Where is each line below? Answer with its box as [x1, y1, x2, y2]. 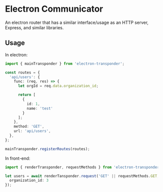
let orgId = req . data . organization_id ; [17, 84, 98, 89]
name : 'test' [26, 106, 53, 111]
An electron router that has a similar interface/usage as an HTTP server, [5, 19, 149, 25]
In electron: [5, 52, 28, 58]
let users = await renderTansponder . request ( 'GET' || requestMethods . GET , [5, 173, 160, 178]
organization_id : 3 [9, 178, 49, 183]
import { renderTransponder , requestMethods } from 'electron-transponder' [5, 165, 162, 170]
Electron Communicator [5, 3, 103, 15]
